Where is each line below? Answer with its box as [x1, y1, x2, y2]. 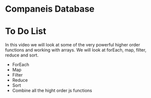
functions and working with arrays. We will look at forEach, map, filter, [5, 47, 147, 53]
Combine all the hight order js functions [12, 88, 92, 94]
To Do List [5, 26, 47, 37]
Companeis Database [5, 3, 95, 15]
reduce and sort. [5, 52, 39, 58]
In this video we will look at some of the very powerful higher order [5, 42, 141, 48]
